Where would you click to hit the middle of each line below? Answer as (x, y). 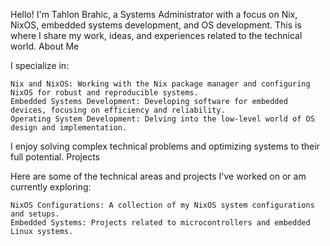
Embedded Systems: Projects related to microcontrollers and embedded (160, 223)
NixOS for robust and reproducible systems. (104, 93)
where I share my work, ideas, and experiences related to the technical (156, 35)
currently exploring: (51, 187)
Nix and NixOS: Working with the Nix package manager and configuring (160, 84)
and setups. (35, 214)
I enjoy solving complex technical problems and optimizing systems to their (165, 146)
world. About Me (45, 46)
